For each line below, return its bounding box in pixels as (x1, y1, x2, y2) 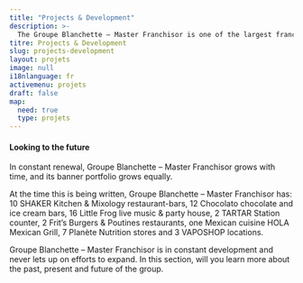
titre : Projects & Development (9, 38, 127, 48)
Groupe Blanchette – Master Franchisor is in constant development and (9, 244, 273, 255)
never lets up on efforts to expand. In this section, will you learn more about (9, 254, 290, 265)
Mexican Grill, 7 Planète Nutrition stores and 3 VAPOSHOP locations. (9, 227, 264, 238)
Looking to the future (9, 141, 90, 152)
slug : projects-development (9, 47, 115, 56)
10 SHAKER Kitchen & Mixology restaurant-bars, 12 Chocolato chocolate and (9, 198, 294, 209)
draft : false (9, 88, 59, 97)
